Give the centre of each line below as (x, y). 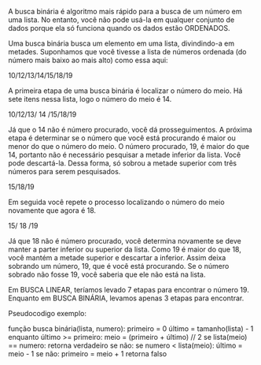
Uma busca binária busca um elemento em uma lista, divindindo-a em (121, 43)
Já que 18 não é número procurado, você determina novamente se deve (125, 241)
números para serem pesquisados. (64, 171)
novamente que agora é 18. (52, 210)
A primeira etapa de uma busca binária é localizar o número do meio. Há (125, 91)
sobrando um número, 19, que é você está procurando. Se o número (119, 266)
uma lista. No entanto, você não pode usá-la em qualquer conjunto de (121, 20)
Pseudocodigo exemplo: (48, 313)
